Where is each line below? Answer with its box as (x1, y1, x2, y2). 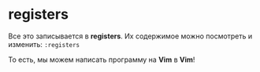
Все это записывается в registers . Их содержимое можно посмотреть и (8, 31, 253, 41)
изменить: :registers (8, 39, 80, 49)
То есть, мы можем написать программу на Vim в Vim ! (8, 55, 195, 64)
